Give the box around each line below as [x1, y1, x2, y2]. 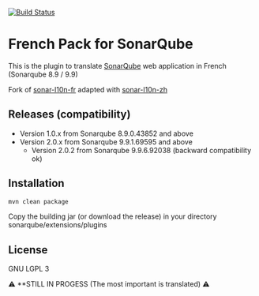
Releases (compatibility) [8, 107, 131, 122]
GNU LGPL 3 [8, 264, 50, 274]
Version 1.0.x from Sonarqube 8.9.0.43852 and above [19, 129, 193, 138]
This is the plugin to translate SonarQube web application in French [8, 61, 227, 70]
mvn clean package [8, 197, 69, 205]
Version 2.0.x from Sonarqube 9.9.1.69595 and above [19, 137, 193, 146]
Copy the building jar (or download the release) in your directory [8, 212, 217, 221]
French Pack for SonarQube [8, 36, 193, 53]
